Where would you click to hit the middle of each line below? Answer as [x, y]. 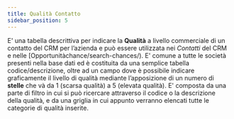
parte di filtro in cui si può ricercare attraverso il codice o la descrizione [112, 93]
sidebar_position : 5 [38, 20]
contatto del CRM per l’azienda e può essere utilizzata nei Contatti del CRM [117, 48]
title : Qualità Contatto [44, 14]
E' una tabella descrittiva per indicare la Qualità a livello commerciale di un [116, 40]
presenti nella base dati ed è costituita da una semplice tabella [99, 63]
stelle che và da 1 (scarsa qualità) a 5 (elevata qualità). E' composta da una [117, 85]
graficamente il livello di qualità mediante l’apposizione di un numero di [111, 77]
